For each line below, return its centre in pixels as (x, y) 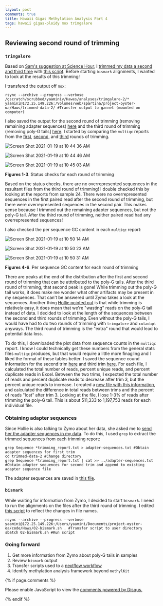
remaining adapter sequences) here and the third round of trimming (73, 126)
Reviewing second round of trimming (62, 43)
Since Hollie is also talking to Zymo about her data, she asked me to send (79, 429)
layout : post (18, 10)
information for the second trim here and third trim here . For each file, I (76, 364)
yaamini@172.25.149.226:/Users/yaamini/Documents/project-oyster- (74, 524)
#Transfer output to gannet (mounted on (99, 108)
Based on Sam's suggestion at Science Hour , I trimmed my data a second (79, 66)
